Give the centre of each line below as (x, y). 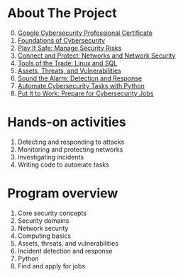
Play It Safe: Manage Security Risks (70, 48)
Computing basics (44, 236)
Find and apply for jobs (51, 266)
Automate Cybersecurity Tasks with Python (81, 85)
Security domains (43, 220)
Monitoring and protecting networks (70, 149)
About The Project (62, 13)
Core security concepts (52, 213)
